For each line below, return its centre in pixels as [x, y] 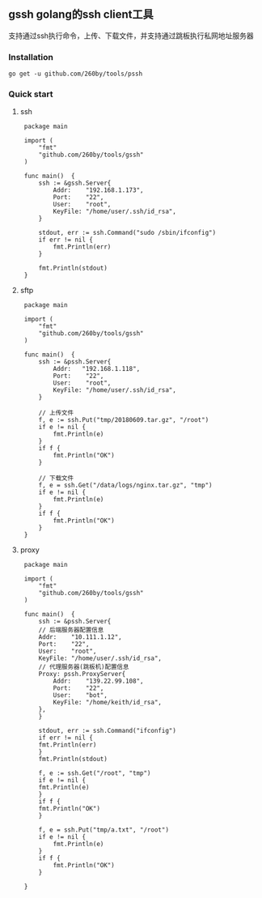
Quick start [31, 94]
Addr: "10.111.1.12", [80, 637]
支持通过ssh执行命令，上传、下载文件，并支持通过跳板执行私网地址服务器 [131, 36]
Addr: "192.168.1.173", [98, 190]
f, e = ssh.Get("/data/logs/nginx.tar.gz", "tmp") [125, 485]
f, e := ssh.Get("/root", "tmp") [95, 773]
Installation [31, 57]
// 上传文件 [56, 413]
